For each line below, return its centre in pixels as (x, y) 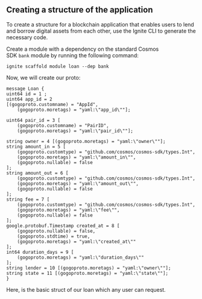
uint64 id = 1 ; (27, 94)
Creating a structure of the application (80, 10)
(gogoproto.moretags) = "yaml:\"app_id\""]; (74, 110)
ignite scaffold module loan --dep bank (58, 66)
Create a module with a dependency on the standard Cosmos (83, 49)
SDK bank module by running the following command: (72, 55)
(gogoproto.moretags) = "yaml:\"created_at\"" (77, 241)
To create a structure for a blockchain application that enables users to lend (100, 24)
